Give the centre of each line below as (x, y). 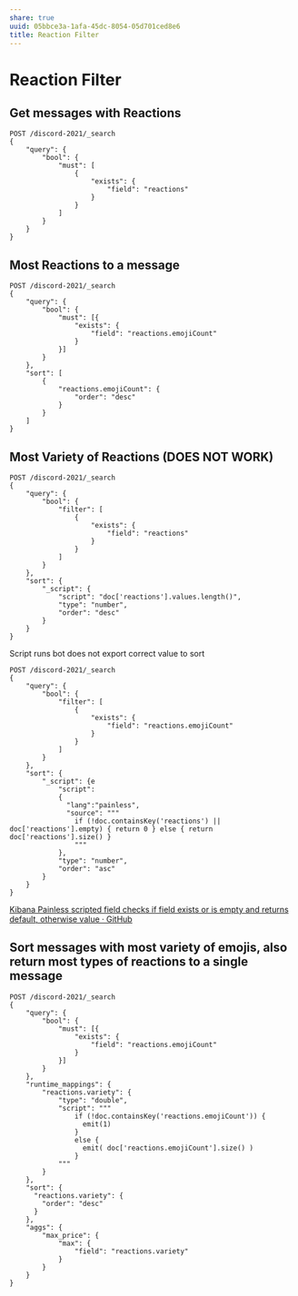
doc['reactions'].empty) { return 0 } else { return (111, 829)
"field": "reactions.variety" (131, 1251)
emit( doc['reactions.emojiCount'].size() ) (168, 1148)
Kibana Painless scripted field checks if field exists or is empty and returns (149, 910)
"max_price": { (71, 1235)
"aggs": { (45, 1227)
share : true (32, 18)
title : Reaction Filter (55, 35)
